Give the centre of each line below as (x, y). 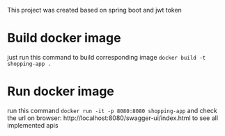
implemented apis (33, 125)
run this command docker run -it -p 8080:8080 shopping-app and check (112, 110)
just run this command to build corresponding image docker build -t (107, 57)
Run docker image (61, 91)
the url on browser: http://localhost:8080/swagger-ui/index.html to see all (113, 118)
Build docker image (64, 38)
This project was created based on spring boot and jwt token (95, 10)
